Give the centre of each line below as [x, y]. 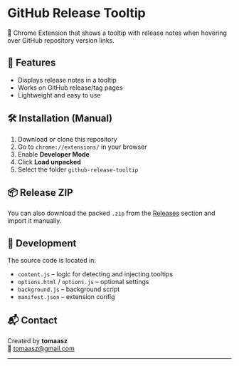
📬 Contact [32, 320]
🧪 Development [42, 243]
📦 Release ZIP [40, 193]
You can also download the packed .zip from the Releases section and [111, 213]
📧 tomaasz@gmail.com [41, 348]
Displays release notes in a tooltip [67, 80]
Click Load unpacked [49, 162]
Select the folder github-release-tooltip [78, 169]
